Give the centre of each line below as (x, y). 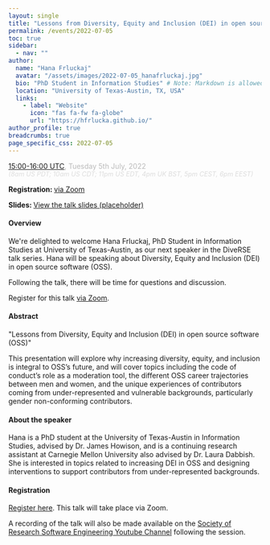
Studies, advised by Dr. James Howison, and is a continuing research (123, 446)
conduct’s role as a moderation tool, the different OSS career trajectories (129, 375)
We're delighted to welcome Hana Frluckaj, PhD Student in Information (125, 241)
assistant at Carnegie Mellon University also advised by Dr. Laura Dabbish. (132, 455)
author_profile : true (45, 128)
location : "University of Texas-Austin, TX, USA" (100, 91)
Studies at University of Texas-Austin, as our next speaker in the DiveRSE (130, 250)
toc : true (25, 38)
